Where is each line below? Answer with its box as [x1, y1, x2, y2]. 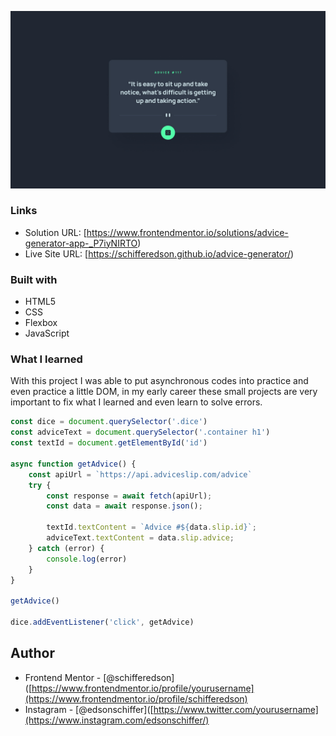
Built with [10, 272, 58, 286]
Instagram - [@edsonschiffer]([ [24, 703, 154, 715]
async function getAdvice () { [10, 459, 137, 469]
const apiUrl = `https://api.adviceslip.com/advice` [28, 469, 253, 480]
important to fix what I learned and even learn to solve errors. [10, 396, 263, 408]
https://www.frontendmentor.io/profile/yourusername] [31, 682, 255, 694]
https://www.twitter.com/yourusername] [153, 703, 319, 715]
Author [10, 645, 55, 662]
